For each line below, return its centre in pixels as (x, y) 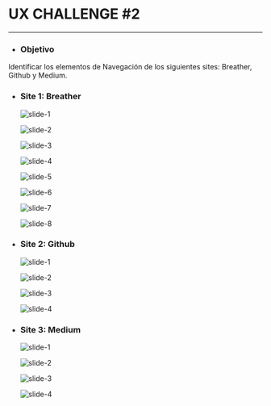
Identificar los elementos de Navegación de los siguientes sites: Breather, (130, 67)
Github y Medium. (38, 75)
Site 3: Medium (50, 329)
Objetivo (37, 49)
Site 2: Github (47, 245)
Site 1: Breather (50, 96)
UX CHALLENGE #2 (74, 14)
